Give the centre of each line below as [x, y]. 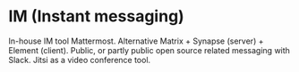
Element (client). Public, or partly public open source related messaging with [149, 50]
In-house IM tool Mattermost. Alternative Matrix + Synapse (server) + [136, 41]
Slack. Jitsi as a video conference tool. [80, 60]
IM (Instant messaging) [96, 16]
